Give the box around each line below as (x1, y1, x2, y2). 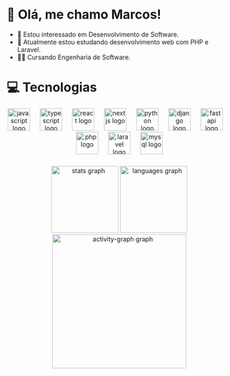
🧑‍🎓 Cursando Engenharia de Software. (16, 53, 131, 61)
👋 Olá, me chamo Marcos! (6, 6, 161, 23)
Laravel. (16, 45, 41, 54)
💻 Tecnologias (6, 79, 97, 96)
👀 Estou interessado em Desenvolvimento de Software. (16, 30, 179, 39)
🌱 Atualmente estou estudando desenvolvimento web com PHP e (16, 37, 209, 46)
